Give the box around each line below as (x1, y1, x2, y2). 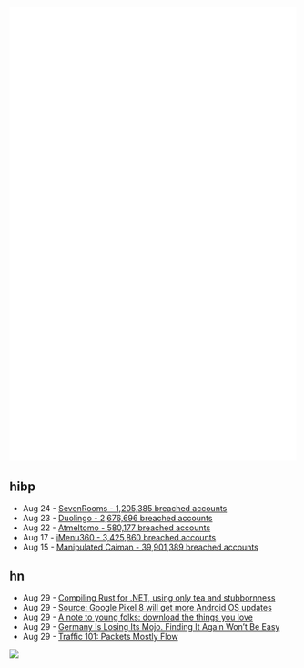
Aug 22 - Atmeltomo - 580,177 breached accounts (22, 522, 211, 533)
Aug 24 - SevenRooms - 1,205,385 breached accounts (22, 503, 228, 514)
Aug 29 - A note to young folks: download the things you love (22, 611, 253, 622)
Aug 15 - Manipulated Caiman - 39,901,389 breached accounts (22, 541, 259, 553)
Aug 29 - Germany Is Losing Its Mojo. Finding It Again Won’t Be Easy (22, 622, 280, 632)
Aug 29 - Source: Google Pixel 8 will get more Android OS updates (22, 602, 273, 613)
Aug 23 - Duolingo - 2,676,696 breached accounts (22, 513, 213, 524)
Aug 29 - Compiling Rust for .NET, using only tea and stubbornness (22, 592, 276, 603)
